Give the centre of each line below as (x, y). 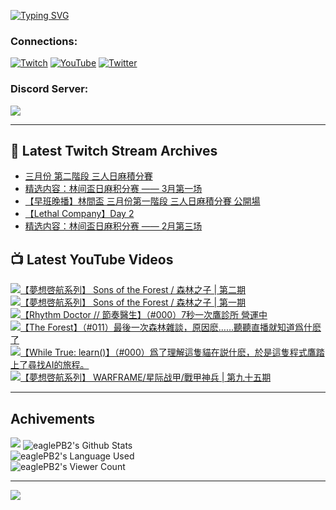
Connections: (44, 41)
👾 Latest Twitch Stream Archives (114, 150)
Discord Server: (49, 89)
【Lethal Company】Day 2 (79, 214)
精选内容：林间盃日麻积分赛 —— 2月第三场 (113, 226)
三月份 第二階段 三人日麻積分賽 (88, 176)
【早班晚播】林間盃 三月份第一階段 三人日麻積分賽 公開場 (142, 201)
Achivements (53, 418)
